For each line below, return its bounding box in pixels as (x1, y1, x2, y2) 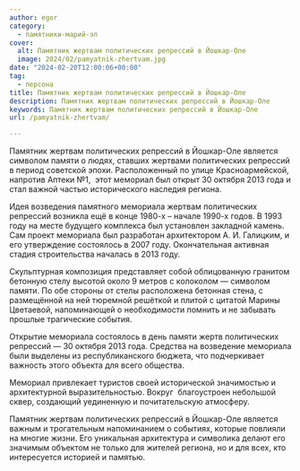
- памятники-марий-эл (17, 30, 99, 39)
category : (9, 22, 47, 31)
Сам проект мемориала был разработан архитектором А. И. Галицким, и (9, 230, 289, 240)
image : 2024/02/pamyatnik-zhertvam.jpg (17, 55, 167, 64)
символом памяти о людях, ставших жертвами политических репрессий (9, 155, 291, 166)
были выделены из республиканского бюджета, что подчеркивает (9, 351, 265, 362)
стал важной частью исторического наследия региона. (9, 184, 222, 195)
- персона (17, 80, 54, 89)
